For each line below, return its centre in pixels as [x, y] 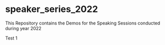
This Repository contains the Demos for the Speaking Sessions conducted [83, 23]
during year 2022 [23, 28]
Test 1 [11, 38]
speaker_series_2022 [52, 9]
